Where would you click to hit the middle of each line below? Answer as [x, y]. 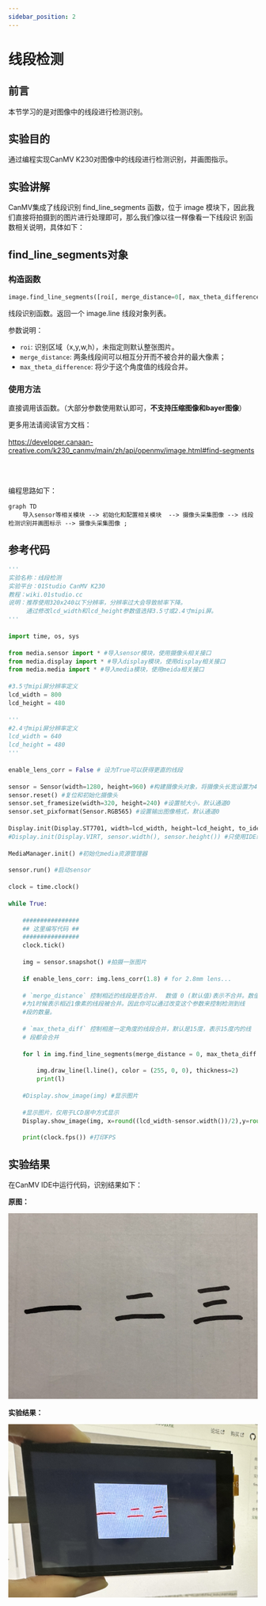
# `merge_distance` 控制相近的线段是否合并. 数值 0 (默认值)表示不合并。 [135, 996]
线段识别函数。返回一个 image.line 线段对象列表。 [89, 313]
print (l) [51, 1079]
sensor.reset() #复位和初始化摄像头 [63, 795]
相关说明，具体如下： [49, 227]
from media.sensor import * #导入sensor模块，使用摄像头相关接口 [110, 653]
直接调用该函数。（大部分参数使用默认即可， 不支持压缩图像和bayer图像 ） [127, 408]
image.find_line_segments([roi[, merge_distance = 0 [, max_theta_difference [134, 297]
